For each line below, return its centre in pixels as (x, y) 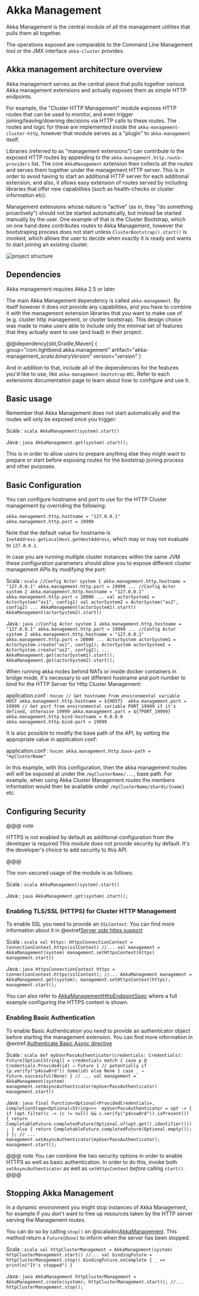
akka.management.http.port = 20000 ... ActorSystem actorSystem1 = (91, 640)
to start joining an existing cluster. (47, 244)
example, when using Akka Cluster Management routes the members (90, 780)
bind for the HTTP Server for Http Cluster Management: (74, 684)
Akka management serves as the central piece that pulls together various (95, 84)
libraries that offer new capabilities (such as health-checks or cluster (90, 189)
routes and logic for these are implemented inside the (71, 127)
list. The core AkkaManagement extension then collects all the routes (112, 163)
